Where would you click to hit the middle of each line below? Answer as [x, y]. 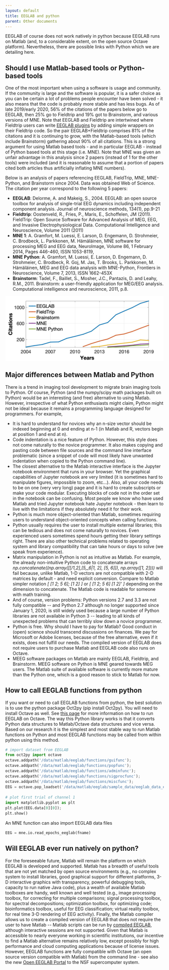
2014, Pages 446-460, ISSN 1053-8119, [53, 252]
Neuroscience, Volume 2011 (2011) [48, 230]
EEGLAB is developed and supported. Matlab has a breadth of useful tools [82, 866]
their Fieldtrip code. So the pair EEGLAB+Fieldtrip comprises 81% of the [80, 131]
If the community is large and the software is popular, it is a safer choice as [83, 94]
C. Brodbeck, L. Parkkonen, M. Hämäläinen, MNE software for [76, 241]
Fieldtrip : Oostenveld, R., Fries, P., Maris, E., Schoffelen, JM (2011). [82, 214]
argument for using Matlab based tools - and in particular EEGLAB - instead [83, 147]
